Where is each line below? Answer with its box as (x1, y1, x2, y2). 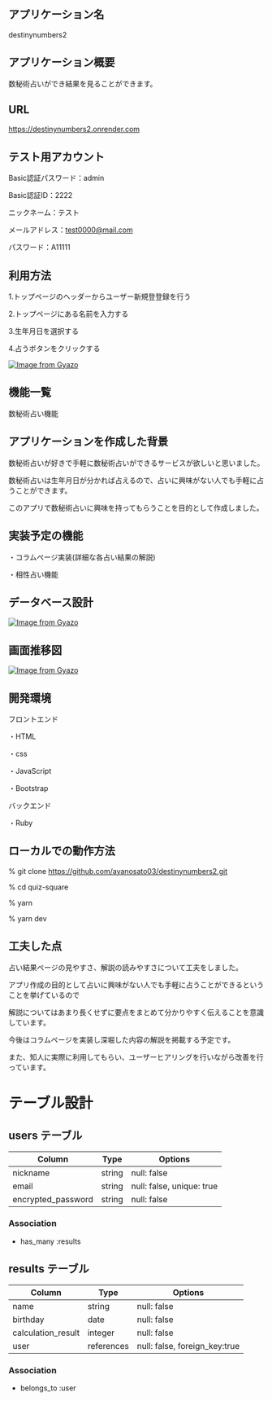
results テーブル (8, 1262, 89, 1276)
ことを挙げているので (8, 990, 80, 999)
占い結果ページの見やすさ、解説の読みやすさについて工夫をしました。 (8, 962, 244, 972)
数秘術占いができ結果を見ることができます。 (8, 78, 158, 88)
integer (87, 1327, 115, 1338)
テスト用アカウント (8, 150, 105, 164)
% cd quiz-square (8, 882, 69, 892)
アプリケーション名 (8, 7, 105, 22)
